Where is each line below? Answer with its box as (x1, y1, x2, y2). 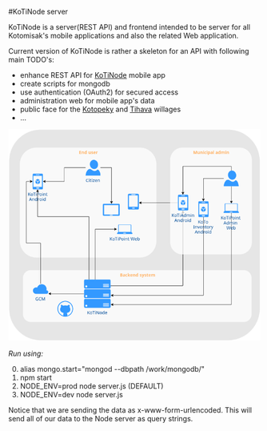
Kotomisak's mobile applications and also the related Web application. (8, 31, 239, 40)
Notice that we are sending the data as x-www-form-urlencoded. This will (8, 405, 253, 415)
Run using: (8, 348, 44, 358)
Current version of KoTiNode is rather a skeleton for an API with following (8, 46, 249, 55)
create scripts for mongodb (19, 79, 110, 88)
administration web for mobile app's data (19, 96, 155, 105)
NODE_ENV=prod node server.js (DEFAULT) (19, 381, 164, 391)
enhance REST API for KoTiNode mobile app (19, 70, 166, 79)
